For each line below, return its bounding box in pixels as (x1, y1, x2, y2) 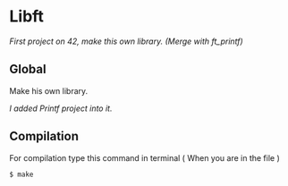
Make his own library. (9, 85, 89, 96)
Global (9, 62, 47, 77)
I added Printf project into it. (9, 103, 113, 114)
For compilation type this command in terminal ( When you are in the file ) (9, 152, 280, 163)
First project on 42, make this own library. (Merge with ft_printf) (9, 36, 243, 46)
